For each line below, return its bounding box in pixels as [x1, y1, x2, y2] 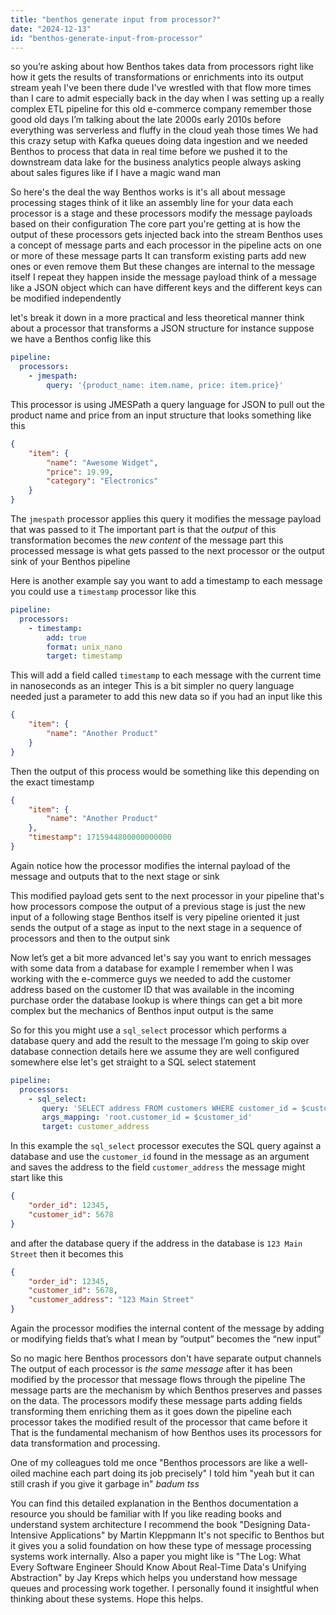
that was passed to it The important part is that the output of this [10, 524, 277, 535]
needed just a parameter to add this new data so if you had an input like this [10, 691, 323, 703]
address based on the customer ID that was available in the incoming [10, 983, 295, 995]
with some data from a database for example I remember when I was [10, 962, 294, 974]
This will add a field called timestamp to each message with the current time [10, 669, 322, 681]
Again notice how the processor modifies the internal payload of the [10, 859, 291, 871]
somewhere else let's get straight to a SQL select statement [10, 1056, 257, 1068]
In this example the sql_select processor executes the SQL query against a [10, 1140, 322, 1152]
